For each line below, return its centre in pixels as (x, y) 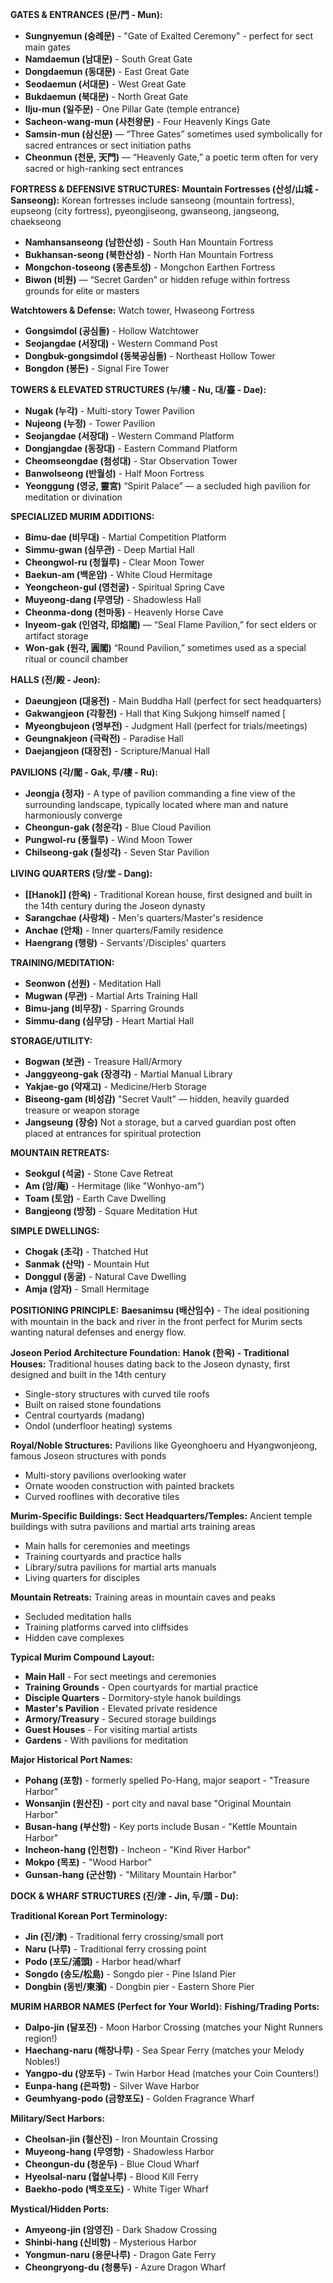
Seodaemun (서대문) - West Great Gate (105, 84)
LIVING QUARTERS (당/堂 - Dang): (81, 873)
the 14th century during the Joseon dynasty (115, 906)
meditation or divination (73, 497)
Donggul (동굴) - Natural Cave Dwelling (105, 1276)
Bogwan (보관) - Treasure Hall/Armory (103, 1061)
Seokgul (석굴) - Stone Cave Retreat (99, 1173)
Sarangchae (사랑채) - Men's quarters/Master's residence (144, 917)
